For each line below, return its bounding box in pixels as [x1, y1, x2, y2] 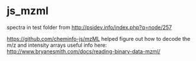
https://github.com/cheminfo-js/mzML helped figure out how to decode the [7, 35, 191, 42]
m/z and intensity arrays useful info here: [7, 41, 107, 49]
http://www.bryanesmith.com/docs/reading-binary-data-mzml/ [7, 47, 160, 54]
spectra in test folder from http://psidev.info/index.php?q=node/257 [7, 24, 172, 31]
